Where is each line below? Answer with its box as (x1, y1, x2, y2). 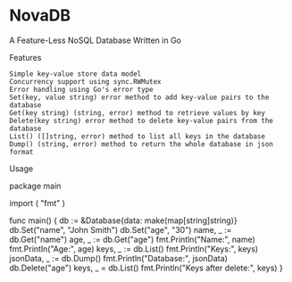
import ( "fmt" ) (9, 197, 65, 208)
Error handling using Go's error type (9, 85, 154, 94)
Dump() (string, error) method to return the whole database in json (9, 139, 274, 148)
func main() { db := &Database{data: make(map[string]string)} (9, 215, 238, 226)
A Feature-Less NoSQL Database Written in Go (9, 35, 181, 46)
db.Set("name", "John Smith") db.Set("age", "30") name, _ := (9, 224, 232, 235)
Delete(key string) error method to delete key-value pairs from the (9, 116, 274, 125)
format (9, 147, 34, 156)
